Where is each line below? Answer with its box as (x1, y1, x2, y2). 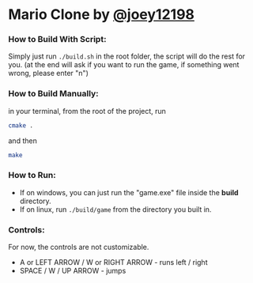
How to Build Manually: (8, 89, 99, 100)
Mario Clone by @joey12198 (8, 6, 195, 24)
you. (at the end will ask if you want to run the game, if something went (8, 60, 240, 70)
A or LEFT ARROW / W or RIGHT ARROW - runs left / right (19, 258, 208, 267)
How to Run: (8, 170, 57, 181)
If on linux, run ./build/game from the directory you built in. (19, 204, 212, 214)
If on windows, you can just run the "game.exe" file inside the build (19, 187, 239, 197)
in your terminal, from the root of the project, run (8, 106, 166, 115)
